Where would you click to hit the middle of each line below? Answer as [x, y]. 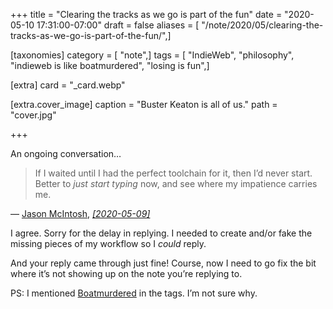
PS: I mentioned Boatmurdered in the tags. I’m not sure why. [134, 293]
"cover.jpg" [33, 115]
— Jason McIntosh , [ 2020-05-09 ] [80, 213]
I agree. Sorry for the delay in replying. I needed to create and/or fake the [161, 233]
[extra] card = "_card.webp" [68, 85]
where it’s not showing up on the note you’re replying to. [126, 273]
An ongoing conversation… [66, 153]
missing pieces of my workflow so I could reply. [108, 243]
